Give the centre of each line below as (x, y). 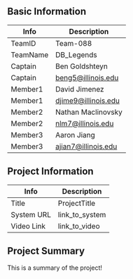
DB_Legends (76, 54)
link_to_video (79, 226)
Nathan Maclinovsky (89, 112)
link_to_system (82, 214)
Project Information (50, 172)
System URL (31, 214)
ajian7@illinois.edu (86, 146)
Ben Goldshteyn (82, 66)
